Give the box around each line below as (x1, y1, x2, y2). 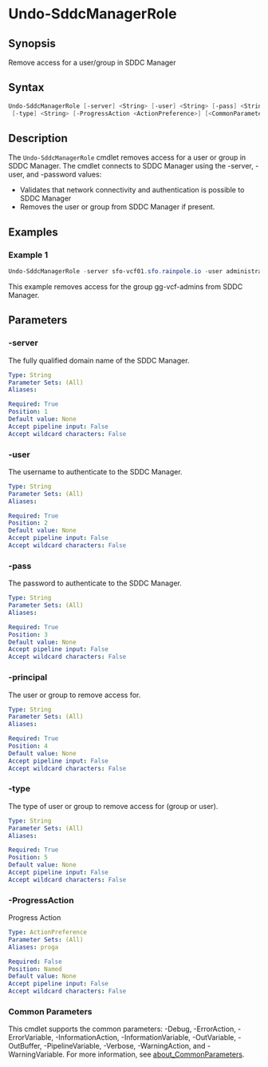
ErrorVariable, (8, 1033, 54, 1042)
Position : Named (8, 965, 62, 973)
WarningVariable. (8, 1049, 65, 1059)
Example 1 (8, 249, 49, 260)
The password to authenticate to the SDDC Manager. (8, 578, 182, 588)
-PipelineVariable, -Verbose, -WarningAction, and (43, 1041, 206, 1051)
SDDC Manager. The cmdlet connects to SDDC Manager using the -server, (8, 161, 254, 171)
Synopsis (8, 37, 56, 50)
